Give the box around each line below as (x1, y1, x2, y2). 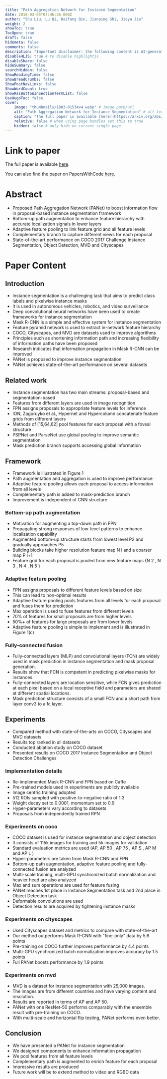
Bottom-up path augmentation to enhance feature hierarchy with (12, 216, 145, 222)
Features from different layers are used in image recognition (12, 400, 136, 406)
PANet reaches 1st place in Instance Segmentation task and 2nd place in (12, 887, 161, 894)
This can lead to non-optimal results (12, 592, 86, 598)
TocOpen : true (5, 30, 35, 35)
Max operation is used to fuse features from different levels (12, 608, 134, 614)
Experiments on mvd (5, 972, 56, 979)
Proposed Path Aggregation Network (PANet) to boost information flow (12, 205, 158, 211)
